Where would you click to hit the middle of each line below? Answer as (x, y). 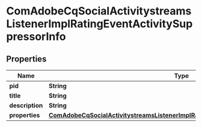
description (26, 105)
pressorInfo (36, 37)
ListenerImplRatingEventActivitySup (99, 24)
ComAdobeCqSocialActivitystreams (99, 11)
